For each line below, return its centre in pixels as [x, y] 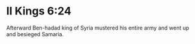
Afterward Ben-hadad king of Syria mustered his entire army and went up [98, 28]
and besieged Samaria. [35, 34]
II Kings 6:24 [39, 11]
